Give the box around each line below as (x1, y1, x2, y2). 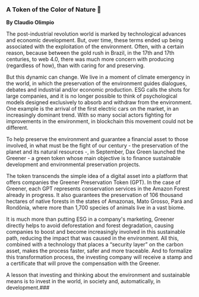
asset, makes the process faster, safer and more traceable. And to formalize (6, 247, 192, 255)
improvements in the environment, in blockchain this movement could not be (6, 118, 194, 125)
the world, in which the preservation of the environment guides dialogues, (6, 80, 187, 87)
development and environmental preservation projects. (6, 161, 141, 168)
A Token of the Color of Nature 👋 (6, 5, 102, 14)
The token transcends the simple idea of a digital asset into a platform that (6, 173, 188, 180)
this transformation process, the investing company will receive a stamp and (6, 254, 193, 261)
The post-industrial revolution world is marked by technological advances (6, 30, 187, 37)
